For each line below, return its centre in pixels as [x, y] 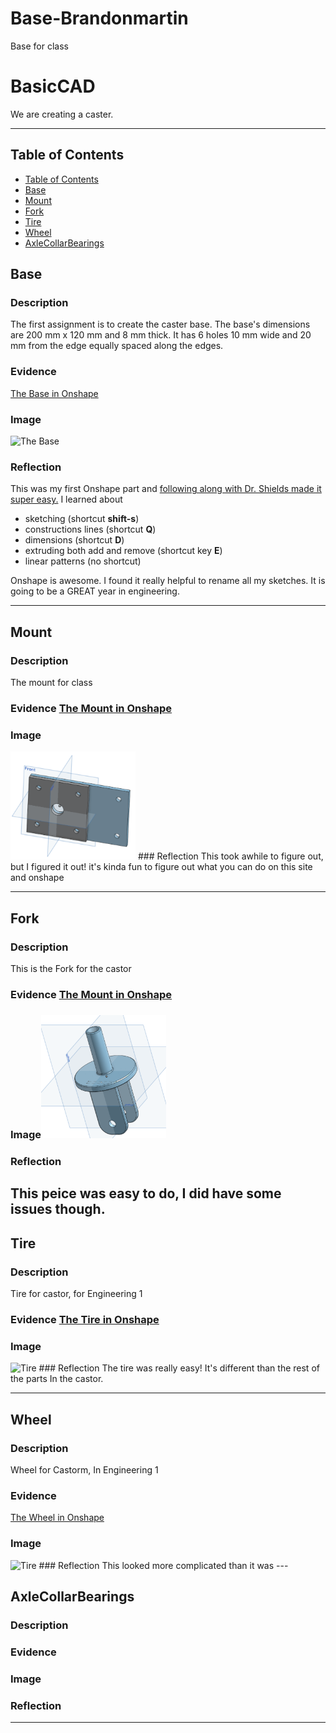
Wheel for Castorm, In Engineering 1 [84, 1470]
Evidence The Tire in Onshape [85, 1320]
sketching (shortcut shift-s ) [82, 519]
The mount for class [51, 682]
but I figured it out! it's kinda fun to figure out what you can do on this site [161, 867]
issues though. [58, 1209]
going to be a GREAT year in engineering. [95, 591]
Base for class [39, 46]
